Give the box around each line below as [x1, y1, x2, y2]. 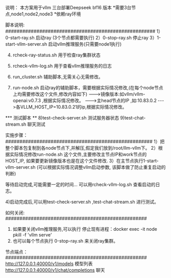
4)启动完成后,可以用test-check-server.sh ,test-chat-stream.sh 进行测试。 [5, 199, 159, 205]
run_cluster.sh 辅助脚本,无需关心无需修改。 [12, 74, 103, 80]
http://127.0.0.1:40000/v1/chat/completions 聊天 [5, 267, 105, 273]
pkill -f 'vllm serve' [12, 232, 52, 237]
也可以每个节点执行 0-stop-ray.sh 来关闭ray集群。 [12, 238, 118, 244]
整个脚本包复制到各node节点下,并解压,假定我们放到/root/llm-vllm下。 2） [5, 145, 158, 151]
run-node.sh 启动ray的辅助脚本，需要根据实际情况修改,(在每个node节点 [12, 85, 163, 91]
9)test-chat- [120, 115, 146, 121]
